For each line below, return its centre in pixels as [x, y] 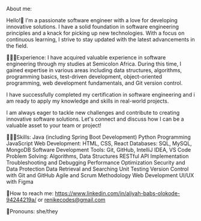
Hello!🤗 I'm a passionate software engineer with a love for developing [92, 20]
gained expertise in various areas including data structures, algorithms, [94, 70]
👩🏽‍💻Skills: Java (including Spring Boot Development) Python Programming [98, 137]
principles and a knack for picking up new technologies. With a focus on [95, 33]
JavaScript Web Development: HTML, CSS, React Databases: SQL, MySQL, [99, 143]
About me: [19, 9]
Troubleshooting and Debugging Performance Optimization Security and [96, 162]
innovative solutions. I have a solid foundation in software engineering [92, 27]
